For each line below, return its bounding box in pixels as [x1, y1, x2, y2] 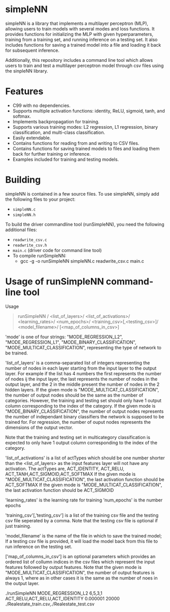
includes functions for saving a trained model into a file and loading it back [5, 42, 161, 48]
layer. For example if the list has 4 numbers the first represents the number [5, 370, 161, 376]
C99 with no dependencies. [12, 102, 71, 109]
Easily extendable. [12, 134, 51, 140]
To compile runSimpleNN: [12, 253, 66, 259]
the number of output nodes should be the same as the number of [5, 392, 144, 398]
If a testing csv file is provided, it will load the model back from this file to [5, 538, 158, 544]
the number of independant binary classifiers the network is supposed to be [5, 413, 164, 419]
